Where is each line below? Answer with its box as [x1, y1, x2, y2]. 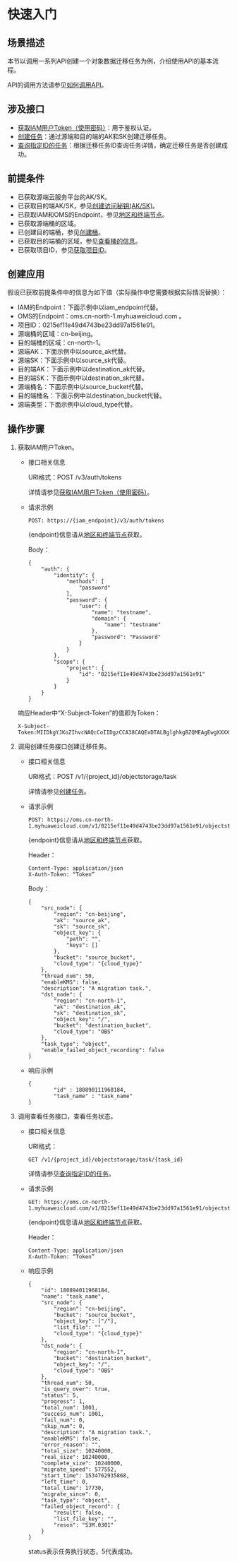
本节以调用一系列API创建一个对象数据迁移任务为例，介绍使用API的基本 [7, 57, 213, 65]
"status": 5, [41, 1392, 80, 1399]
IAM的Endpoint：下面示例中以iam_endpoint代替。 [17, 303, 162, 311]
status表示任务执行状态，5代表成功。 [28, 1547, 137, 1556]
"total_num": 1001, [41, 1405, 99, 1412]
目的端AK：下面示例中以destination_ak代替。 [17, 365, 149, 374]
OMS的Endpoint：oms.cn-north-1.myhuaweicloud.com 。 [17, 312, 186, 321]
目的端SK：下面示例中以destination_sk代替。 [17, 374, 148, 382]
